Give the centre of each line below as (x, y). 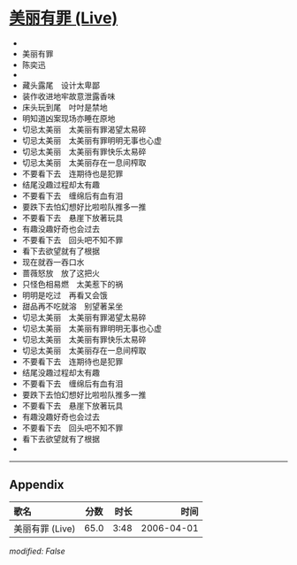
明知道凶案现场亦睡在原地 (69, 118)
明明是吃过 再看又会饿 (65, 295)
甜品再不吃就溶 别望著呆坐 (72, 306)
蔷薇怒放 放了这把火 (61, 273)
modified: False (38, 551)
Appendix (37, 485)
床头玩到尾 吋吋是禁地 (65, 107)
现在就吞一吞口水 (53, 262)
